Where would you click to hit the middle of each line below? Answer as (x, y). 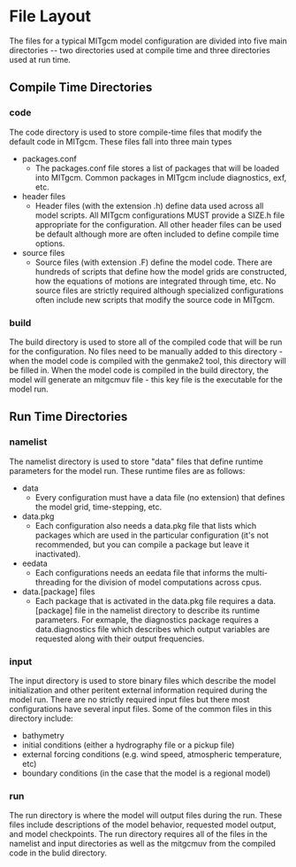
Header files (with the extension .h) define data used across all (149, 205)
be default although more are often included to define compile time (157, 234)
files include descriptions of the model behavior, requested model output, (143, 824)
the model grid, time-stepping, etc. (99, 507)
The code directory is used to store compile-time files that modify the (136, 132)
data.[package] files (58, 592)
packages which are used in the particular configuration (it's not (152, 535)
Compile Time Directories (81, 87)
